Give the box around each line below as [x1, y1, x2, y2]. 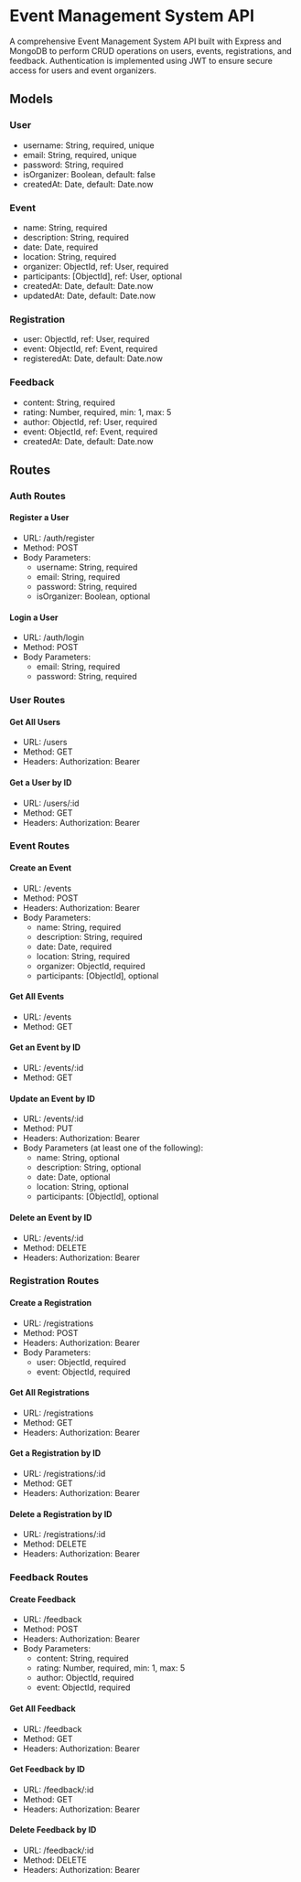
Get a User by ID [9, 776, 72, 787]
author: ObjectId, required [36, 1673, 134, 1684]
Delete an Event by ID [9, 1212, 92, 1223]
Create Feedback [9, 1593, 76, 1605]
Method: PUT [22, 1123, 73, 1134]
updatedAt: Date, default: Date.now [22, 290, 156, 301]
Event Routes [9, 839, 70, 852]
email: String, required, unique [22, 149, 137, 160]
